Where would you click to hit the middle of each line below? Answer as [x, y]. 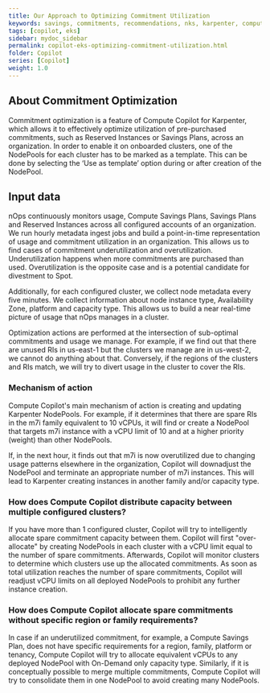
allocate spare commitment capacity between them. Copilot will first [121, 538]
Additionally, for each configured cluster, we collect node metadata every [130, 291]
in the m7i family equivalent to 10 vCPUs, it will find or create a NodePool [129, 423]
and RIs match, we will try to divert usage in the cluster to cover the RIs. [127, 367]
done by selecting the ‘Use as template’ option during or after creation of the [135, 163]
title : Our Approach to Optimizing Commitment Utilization [109, 16]
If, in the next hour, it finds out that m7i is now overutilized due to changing [132, 455]
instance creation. [38, 589]
